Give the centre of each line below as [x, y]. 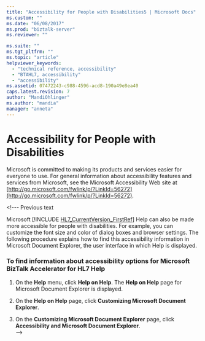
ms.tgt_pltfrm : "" [30, 52]
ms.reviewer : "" [27, 35]
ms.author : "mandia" [33, 103]
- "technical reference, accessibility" [64, 69]
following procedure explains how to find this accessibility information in [98, 239]
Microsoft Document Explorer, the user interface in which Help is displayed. [102, 245]
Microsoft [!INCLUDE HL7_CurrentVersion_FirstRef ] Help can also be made [100, 219]
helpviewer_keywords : [34, 63]
